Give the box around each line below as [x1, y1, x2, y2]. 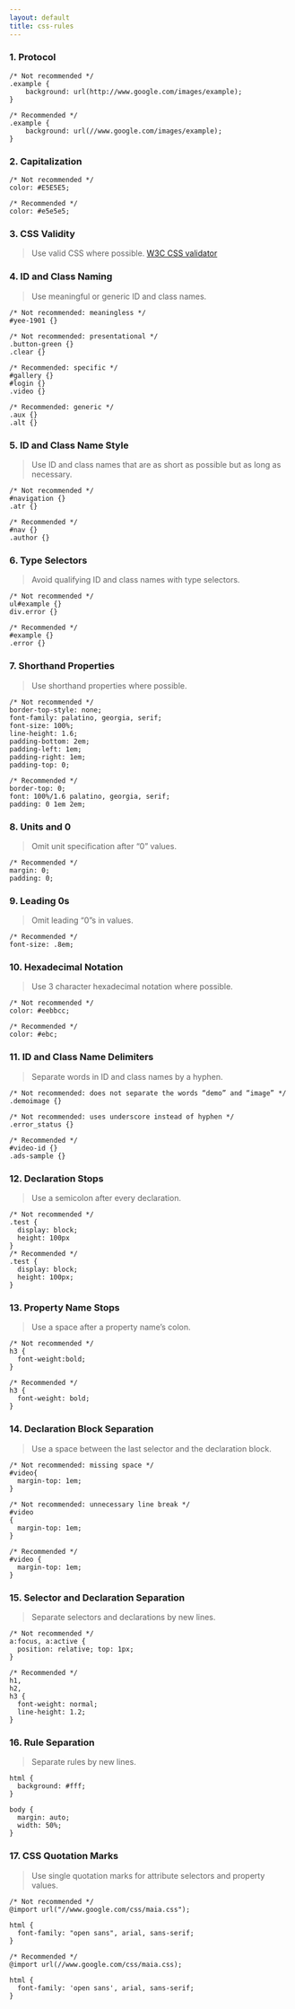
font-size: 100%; [9, 721, 74, 730]
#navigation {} [9, 494, 66, 503]
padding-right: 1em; [9, 752, 87, 761]
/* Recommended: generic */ [9, 402, 115, 411]
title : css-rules [9, 22, 74, 31]
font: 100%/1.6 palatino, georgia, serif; [9, 792, 170, 801]
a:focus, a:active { [9, 1636, 87, 1645]
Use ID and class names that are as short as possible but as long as [30, 459, 282, 469]
